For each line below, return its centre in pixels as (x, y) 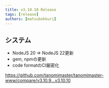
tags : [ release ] (22, 14)
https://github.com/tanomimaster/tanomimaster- (54, 75)
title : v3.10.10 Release (31, 10)
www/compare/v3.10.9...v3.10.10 (38, 81)
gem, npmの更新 (29, 59)
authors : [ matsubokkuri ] (31, 19)
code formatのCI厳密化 (36, 65)
